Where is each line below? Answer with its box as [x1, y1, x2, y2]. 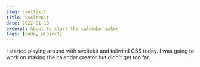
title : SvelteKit [6, 14, 50, 20]
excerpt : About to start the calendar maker [6, 25, 119, 32]
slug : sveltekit [6, 8, 47, 15]
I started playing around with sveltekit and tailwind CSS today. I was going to [6, 47, 195, 54]
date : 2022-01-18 [6, 20, 50, 26]
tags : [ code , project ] [6, 31, 63, 37]
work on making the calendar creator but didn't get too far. [6, 54, 150, 61]
